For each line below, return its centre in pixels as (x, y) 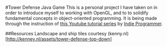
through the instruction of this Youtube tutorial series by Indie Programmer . (84, 24)
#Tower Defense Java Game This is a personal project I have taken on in (81, 7)
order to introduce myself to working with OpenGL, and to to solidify (77, 13)
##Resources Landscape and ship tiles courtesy (56, 33)
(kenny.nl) (118, 33)
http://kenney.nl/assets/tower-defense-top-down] (59, 39)
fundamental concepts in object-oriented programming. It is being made (81, 18)
